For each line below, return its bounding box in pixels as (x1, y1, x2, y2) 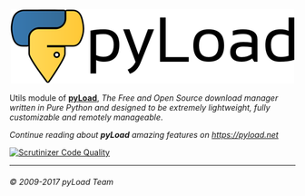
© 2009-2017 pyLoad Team (9, 176, 114, 187)
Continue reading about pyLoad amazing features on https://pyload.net (9, 130, 279, 140)
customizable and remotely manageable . (9, 112, 163, 122)
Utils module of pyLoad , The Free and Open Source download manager (9, 93, 279, 103)
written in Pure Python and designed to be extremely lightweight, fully (9, 103, 271, 113)
